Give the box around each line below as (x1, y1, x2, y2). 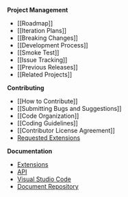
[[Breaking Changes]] (16, 34, 79, 42)
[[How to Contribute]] (16, 97, 78, 105)
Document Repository (16, 183, 79, 190)
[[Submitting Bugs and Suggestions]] (16, 105, 122, 112)
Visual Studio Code (16, 175, 72, 183)
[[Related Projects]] (16, 70, 73, 79)
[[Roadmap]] (16, 19, 53, 27)
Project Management (7, 6, 68, 14)
